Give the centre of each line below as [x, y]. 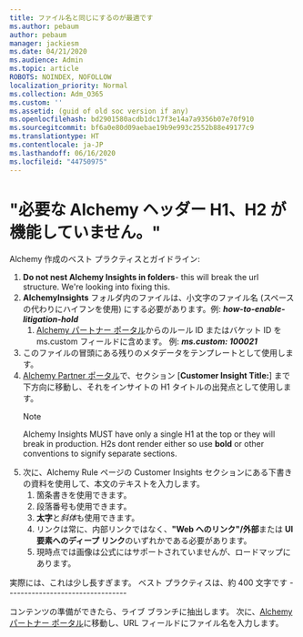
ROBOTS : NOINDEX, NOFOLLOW [61, 77]
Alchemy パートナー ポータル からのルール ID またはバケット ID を [159, 330]
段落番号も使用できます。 [84, 507]
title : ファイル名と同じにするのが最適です [81, 18]
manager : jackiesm [44, 43]
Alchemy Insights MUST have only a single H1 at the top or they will [149, 434]
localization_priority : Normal [69, 86]
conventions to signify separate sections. [100, 454]
